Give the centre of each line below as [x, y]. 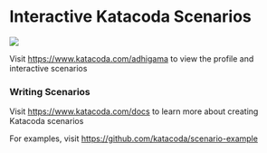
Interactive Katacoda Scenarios [130, 17]
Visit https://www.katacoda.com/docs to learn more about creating [134, 111]
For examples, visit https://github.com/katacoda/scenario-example [133, 139]
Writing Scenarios [50, 91]
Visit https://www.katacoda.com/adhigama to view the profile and [132, 58]
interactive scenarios [48, 68]
